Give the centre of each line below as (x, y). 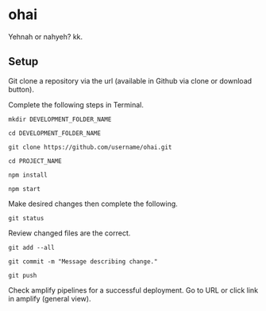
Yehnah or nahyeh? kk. (46, 37)
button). (21, 89)
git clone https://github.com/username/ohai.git (90, 147)
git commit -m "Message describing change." (83, 261)
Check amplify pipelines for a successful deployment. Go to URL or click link (133, 290)
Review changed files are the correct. (69, 233)
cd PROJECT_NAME (35, 161)
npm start (25, 189)
